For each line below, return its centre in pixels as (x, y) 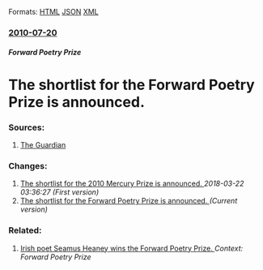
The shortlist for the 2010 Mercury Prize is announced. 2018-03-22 (132, 184)
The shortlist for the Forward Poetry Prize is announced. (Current (129, 201)
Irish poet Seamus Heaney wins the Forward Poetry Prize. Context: (131, 248)
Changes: (28, 165)
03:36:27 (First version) (59, 192)
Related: (25, 230)
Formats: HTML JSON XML (53, 12)
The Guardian (43, 145)
